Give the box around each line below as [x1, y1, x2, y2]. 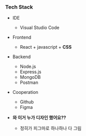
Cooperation [12, 89, 38, 95]
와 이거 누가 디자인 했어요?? [12, 114, 66, 121]
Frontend [12, 34, 31, 41]
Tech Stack [5, 4, 33, 11]
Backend [12, 54, 31, 60]
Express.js [19, 69, 41, 75]
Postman [19, 79, 38, 86]
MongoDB [19, 74, 41, 80]
